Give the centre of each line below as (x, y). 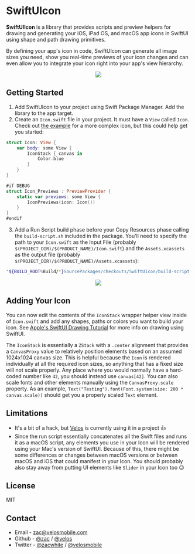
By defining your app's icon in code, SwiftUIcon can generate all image (92, 50)
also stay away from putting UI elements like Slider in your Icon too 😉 (99, 467)
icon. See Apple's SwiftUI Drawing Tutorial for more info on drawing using (95, 327)
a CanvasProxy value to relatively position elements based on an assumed (94, 351)
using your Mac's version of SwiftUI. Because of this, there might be (97, 448)
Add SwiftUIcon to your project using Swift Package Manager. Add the (99, 107)
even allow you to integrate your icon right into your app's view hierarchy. (95, 63)
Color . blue (51, 159)
